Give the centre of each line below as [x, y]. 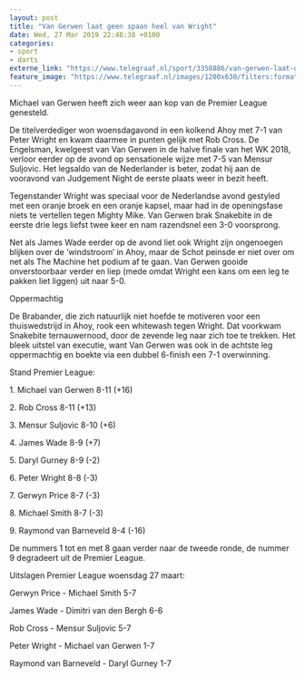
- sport [24, 52]
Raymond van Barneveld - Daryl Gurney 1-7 [91, 663]
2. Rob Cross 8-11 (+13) [53, 407]
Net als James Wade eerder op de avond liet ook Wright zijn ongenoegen [146, 242]
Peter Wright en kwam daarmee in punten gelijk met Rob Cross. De [134, 139]
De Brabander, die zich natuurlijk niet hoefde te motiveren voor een [135, 316]
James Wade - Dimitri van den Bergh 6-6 [86, 610]
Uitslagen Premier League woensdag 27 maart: [97, 575]
